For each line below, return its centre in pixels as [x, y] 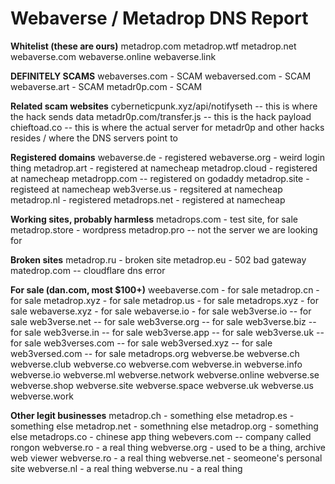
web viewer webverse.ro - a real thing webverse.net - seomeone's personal [166, 458]
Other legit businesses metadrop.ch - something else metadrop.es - [152, 415]
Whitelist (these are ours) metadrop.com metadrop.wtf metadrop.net [153, 46]
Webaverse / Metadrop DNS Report [159, 18]
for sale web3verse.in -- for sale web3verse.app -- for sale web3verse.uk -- [167, 332]
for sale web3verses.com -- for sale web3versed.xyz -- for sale [141, 343]
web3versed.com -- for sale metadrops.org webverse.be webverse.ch [155, 353]
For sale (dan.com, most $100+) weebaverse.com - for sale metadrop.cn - [165, 289]
